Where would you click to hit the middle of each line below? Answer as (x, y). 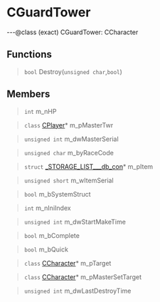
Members (28, 94)
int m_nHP (40, 111)
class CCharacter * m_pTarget (68, 263)
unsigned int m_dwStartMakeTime (75, 222)
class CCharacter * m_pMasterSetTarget (83, 277)
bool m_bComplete (52, 235)
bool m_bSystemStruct (57, 194)
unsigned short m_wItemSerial (69, 180)
